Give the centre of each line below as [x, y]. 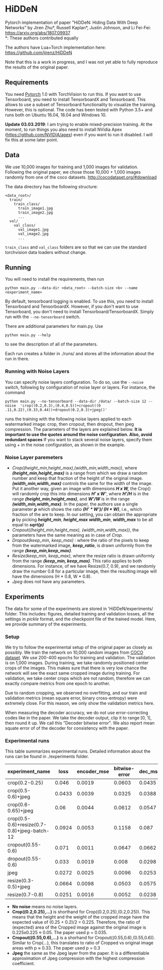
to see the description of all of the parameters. [51, 344]
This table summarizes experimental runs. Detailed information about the [78, 751]
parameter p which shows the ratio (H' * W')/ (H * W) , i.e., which [77, 509]
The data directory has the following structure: [51, 186]
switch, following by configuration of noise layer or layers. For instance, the [80, 387]
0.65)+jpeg [20, 811]
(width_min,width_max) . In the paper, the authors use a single [75, 504]
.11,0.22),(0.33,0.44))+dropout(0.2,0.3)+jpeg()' [56, 410]
